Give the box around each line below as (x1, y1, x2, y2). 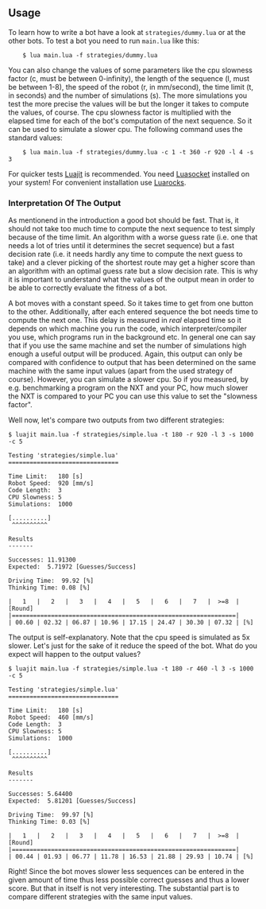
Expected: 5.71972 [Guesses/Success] (8, 563, 137, 571)
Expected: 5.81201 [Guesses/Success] (8, 797, 137, 806)
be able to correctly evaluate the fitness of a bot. (8, 283, 168, 293)
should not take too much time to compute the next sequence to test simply (8, 224, 256, 234)
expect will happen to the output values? (8, 650, 141, 659)
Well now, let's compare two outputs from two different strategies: (8, 415, 225, 425)
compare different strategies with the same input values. (8, 892, 193, 902)
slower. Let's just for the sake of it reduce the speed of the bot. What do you (8, 641, 258, 651)
